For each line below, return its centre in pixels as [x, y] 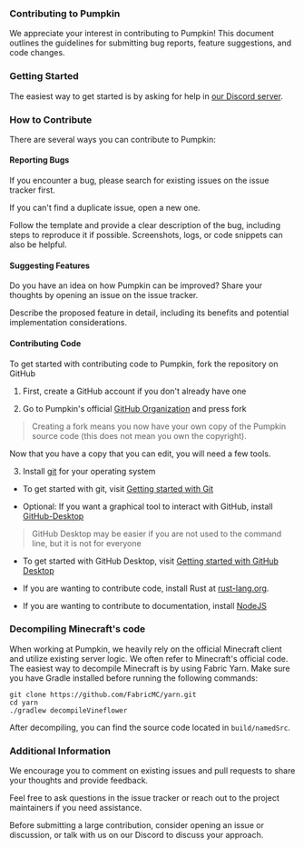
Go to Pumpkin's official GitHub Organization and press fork [134, 408]
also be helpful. [38, 245]
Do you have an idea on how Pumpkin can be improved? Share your [136, 285]
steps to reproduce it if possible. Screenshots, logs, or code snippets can [146, 235]
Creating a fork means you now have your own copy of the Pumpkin [159, 426]
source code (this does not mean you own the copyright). [139, 435]
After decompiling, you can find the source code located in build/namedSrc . [150, 727]
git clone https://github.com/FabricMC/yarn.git [103, 694]
